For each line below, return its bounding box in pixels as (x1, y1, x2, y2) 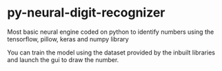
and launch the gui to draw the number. (7, 55, 119, 63)
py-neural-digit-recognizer (7, 5, 165, 21)
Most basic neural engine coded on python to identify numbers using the (7, 28, 214, 36)
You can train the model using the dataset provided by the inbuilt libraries (7, 48, 216, 57)
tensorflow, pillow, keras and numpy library (7, 34, 129, 43)
